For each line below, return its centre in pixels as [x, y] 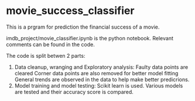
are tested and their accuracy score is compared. [74, 92]
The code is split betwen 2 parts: [46, 55]
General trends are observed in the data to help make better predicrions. [102, 79]
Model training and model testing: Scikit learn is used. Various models [99, 85]
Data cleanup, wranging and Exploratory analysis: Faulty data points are [101, 67]
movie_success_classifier [70, 11]
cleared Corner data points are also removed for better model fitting [96, 73]
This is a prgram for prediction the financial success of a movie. [83, 27]
